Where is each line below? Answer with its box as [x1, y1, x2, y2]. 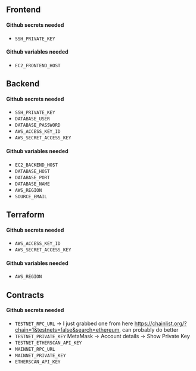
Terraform [6, 210, 45, 220]
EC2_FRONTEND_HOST [14, 63, 61, 68]
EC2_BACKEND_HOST [14, 162, 58, 168]
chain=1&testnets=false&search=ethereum [14, 326, 120, 333]
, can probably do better [119, 326, 179, 333]
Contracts [6, 290, 45, 300]
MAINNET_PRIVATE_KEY [14, 353, 66, 358]
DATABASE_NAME [14, 181, 50, 187]
